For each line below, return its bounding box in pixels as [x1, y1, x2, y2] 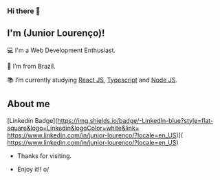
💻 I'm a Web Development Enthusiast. [7, 46, 115, 54]
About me [7, 98, 50, 110]
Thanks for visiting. [16, 151, 72, 160]
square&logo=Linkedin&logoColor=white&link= [7, 124, 140, 132]
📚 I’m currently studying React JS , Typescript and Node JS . [7, 76, 177, 84]
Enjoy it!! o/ [16, 165, 49, 173]
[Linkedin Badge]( [7, 116, 58, 124]
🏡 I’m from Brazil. [7, 62, 56, 70]
